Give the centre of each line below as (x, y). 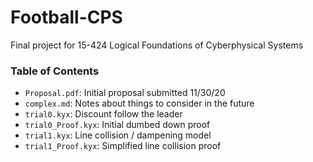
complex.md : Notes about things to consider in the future (139, 103)
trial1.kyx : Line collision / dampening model (118, 135)
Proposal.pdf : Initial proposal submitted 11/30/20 (125, 93)
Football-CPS (66, 17)
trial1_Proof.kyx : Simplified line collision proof (123, 146)
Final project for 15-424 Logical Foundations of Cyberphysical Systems (157, 45)
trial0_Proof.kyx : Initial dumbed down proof (117, 125)
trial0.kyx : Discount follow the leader (103, 114)
